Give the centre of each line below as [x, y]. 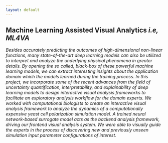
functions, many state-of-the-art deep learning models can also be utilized [83, 55]
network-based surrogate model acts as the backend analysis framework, [83, 119]
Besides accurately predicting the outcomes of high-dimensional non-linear [84, 50]
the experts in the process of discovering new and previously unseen [77, 130]
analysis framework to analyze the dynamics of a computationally [74, 109]
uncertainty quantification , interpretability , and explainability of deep [77, 87]
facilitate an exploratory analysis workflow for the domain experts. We [79, 98]
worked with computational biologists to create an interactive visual [76, 103]
